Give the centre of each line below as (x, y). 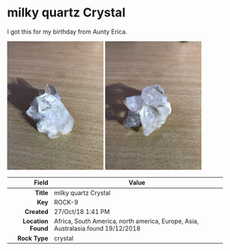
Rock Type (33, 238)
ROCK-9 (66, 202)
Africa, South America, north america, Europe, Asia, (126, 222)
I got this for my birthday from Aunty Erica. (67, 32)
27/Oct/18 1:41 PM (82, 212)
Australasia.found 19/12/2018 (97, 228)
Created (37, 212)
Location (36, 222)
